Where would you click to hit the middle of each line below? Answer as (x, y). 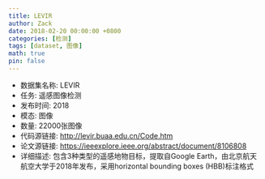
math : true (27, 53)
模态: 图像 (36, 115)
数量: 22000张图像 (51, 126)
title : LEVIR (30, 16)
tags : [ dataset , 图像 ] (45, 46)
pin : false (27, 62)
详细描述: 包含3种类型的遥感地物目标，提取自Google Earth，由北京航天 (139, 156)
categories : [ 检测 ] (40, 38)
